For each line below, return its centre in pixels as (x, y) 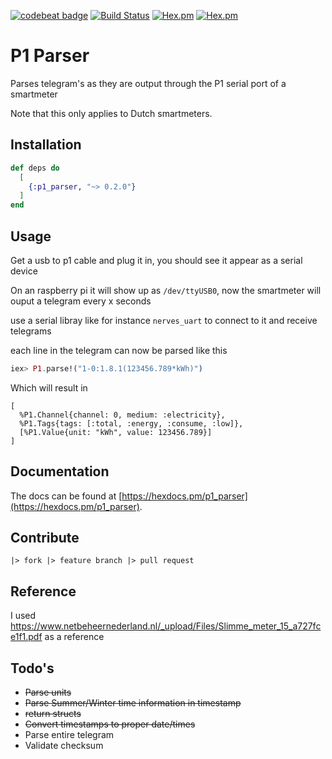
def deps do (35, 168)
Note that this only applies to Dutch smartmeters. (111, 113)
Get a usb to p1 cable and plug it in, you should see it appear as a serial (156, 260)
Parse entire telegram (69, 735)
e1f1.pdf (26, 637)
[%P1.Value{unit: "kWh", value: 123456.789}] (116, 432)
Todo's (32, 668)
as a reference (74, 637)
